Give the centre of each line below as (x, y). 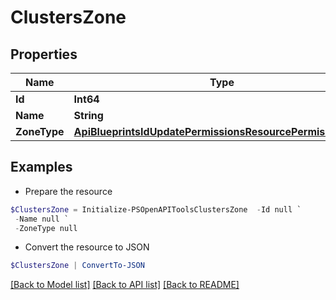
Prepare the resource (68, 191)
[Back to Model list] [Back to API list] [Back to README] (125, 285)
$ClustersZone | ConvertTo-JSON (77, 266)
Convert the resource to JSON (87, 247)
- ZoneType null (46, 228)
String (88, 115)
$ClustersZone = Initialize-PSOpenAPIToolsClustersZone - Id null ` (156, 209)
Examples (41, 167)
